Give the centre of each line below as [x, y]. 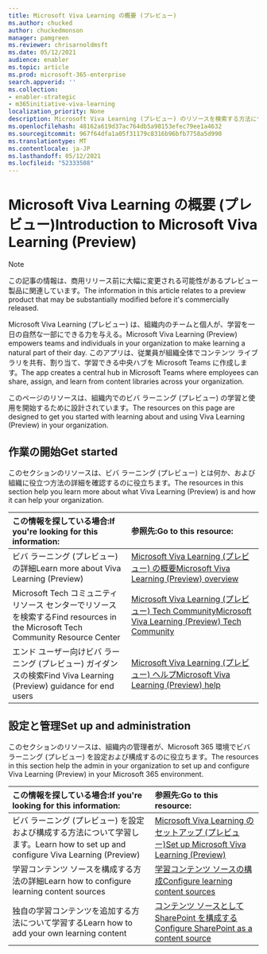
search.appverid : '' [43, 82]
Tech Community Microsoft [202, 611]
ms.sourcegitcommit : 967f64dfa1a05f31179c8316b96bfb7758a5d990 [115, 133]
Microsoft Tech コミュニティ [65, 593]
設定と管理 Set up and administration [99, 726]
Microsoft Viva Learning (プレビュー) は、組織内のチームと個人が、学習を [128, 324]
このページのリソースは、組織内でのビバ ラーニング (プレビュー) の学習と [128, 398]
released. [23, 308]
